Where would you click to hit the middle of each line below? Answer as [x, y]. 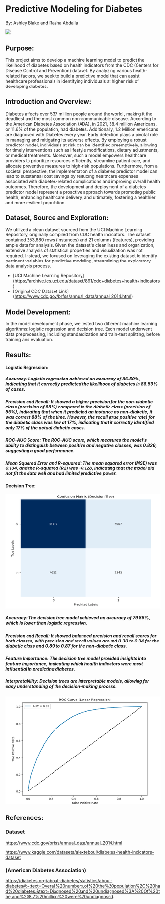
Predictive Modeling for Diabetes [74, 9]
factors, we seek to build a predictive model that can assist [80, 76]
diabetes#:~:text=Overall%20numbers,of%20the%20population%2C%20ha [83, 886]
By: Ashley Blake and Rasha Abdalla [42, 23]
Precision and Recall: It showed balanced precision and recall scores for [81, 636]
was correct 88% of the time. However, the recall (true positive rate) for [80, 417]
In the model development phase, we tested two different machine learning [82, 324]
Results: [18, 355]
